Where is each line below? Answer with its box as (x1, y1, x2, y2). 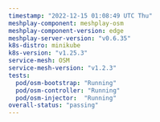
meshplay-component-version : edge (8, 26, 125, 35)
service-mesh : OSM (8, 57, 70, 65)
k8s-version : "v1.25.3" (8, 49, 88, 57)
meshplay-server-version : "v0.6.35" (8, 34, 131, 43)
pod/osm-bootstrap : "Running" (15, 79, 117, 87)
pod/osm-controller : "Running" (15, 86, 121, 95)
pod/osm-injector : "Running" (15, 94, 117, 102)
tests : (8, 71, 31, 79)
